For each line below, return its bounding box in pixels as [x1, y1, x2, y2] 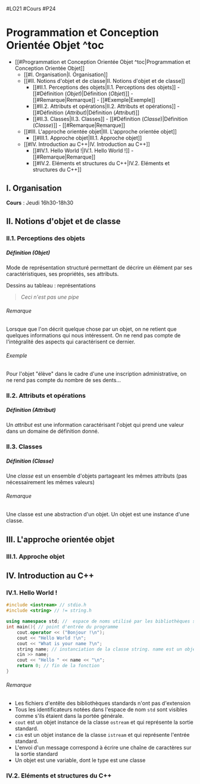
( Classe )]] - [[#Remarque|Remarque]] [32, 122, 126, 129]
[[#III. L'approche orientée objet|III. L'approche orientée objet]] [23, 128, 177, 135]
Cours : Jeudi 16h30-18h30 [6, 199, 74, 206]
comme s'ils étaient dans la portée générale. [14, 712, 124, 720]
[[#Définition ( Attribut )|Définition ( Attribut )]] [32, 109, 140, 116]
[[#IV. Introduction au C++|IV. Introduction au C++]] [23, 140, 151, 148]
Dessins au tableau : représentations [6, 282, 96, 289]
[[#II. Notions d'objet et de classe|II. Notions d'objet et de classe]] [23, 77, 186, 84]
